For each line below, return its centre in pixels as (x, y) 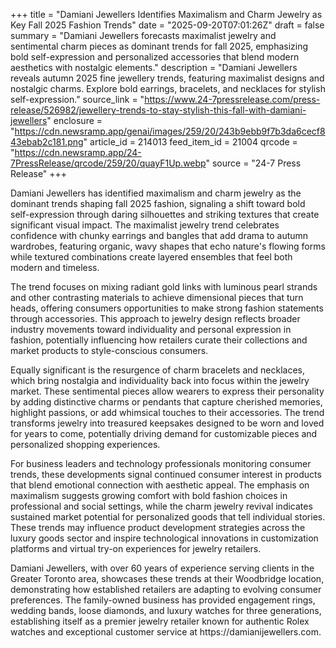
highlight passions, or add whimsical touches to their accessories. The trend (167, 412)
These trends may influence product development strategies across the (158, 527)
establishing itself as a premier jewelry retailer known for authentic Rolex (160, 621)
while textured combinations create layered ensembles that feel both (151, 257)
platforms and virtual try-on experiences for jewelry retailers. (136, 548)
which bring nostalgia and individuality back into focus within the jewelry (160, 380)
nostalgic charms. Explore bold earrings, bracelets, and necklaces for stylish (168, 88)
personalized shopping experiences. (85, 444)
